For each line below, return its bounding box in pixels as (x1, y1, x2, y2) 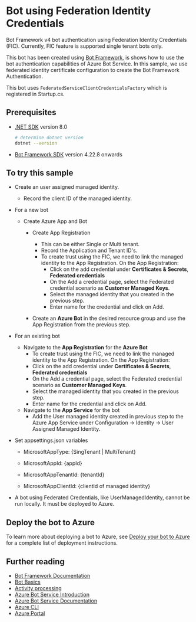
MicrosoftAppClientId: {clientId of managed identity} (23, 483, 151, 490)
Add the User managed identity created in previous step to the (32, 413, 184, 420)
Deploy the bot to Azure (6, 518, 95, 528)
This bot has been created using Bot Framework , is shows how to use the (6, 54, 184, 61)
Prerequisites (6, 107, 57, 117)
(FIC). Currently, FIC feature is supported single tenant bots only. (6, 42, 163, 50)
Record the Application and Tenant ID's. (41, 247, 138, 254)
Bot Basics (14, 578, 41, 585)
